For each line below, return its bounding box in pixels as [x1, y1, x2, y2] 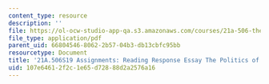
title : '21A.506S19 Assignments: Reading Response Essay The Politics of [8, 57, 260, 65]
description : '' [8, 19, 62, 27]
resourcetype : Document [8, 49, 88, 57]
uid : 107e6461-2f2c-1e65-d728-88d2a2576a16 [8, 64, 156, 72]
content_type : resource [8, 11, 88, 20]
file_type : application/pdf [8, 34, 102, 42]
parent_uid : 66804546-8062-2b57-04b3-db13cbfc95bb [8, 42, 181, 50]
